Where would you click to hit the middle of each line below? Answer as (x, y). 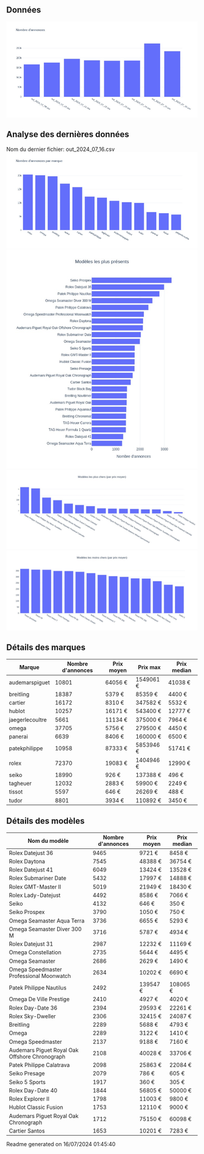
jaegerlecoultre (28, 719)
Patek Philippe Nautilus (38, 987)
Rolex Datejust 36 (31, 853)
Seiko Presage (27, 1074)
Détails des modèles (46, 821)
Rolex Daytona (27, 861)
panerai (19, 737)
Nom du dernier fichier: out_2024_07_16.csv (61, 149)
